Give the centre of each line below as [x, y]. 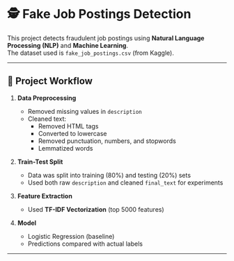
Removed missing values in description [85, 111]
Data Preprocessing [47, 98]
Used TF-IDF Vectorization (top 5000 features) [96, 209]
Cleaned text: [47, 119]
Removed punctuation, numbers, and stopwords [107, 141]
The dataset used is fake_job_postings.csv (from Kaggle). [91, 53]
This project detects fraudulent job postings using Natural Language [106, 38]
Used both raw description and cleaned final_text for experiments [125, 183]
